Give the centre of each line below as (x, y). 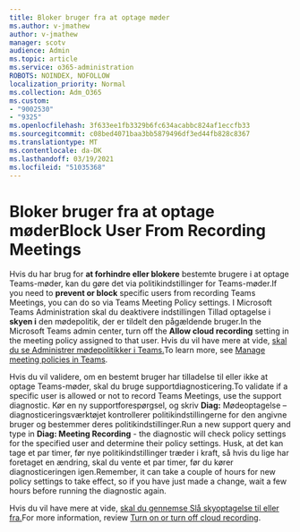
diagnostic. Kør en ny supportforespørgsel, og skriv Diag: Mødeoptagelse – (148, 405)
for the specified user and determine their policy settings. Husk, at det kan (146, 443)
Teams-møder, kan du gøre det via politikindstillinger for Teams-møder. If (143, 283)
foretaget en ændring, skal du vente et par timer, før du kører (122, 462)
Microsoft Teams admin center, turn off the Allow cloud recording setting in (149, 331)
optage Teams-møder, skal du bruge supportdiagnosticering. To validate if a (149, 386)
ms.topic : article (43, 59)
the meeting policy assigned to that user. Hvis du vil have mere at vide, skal (148, 341)
